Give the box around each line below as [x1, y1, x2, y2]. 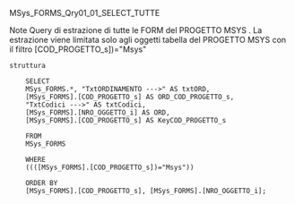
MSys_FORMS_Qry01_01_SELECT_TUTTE [9, 8, 161, 18]
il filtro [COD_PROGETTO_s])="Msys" [9, 44, 147, 55]
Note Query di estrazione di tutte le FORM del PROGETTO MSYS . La [9, 25, 263, 35]
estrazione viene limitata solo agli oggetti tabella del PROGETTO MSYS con [9, 35, 287, 45]
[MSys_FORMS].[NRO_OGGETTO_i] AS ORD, [25, 108, 170, 117]
